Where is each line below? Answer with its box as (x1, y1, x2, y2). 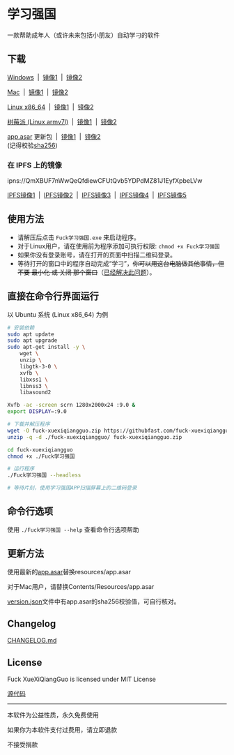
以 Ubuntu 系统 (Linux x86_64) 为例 (7, 310, 109, 318)
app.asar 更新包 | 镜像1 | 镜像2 (7, 132, 101, 140)
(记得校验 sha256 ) (7, 141, 58, 149)
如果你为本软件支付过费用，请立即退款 (7, 726, 117, 734)
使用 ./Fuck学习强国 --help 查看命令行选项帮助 (7, 525, 139, 534)
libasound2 (19, 389, 52, 396)
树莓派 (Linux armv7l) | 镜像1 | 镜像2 (7, 117, 117, 126)
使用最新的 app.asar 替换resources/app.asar (7, 567, 131, 576)
